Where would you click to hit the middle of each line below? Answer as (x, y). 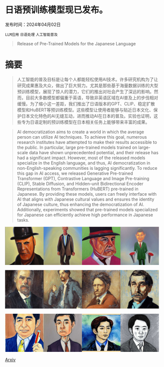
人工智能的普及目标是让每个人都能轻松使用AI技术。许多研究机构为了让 (88, 79)
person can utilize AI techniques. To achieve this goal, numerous (82, 137)
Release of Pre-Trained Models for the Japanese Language (76, 43)
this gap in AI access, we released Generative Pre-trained (75, 173)
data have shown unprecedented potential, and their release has (94, 152)
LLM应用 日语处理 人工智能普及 (31, 35)
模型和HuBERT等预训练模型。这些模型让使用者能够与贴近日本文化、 (85, 110)
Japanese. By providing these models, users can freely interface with (87, 194)
